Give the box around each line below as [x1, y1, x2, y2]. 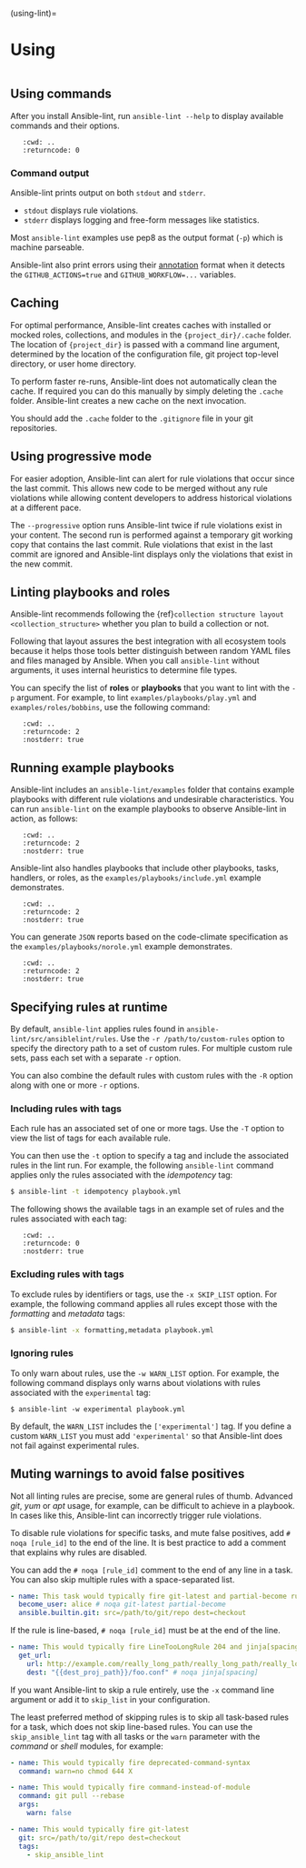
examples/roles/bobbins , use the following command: [10, 702, 211, 713]
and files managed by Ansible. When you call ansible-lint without [10, 655, 260, 667]
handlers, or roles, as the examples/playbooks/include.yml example [10, 872, 262, 883]
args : [18, 1800, 40, 1809]
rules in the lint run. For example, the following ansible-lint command [10, 1160, 274, 1171]
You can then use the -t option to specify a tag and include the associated [10, 1150, 290, 1161]
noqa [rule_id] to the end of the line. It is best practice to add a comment [10, 1537, 287, 1548]
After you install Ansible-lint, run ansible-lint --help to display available [10, 110, 284, 121]
